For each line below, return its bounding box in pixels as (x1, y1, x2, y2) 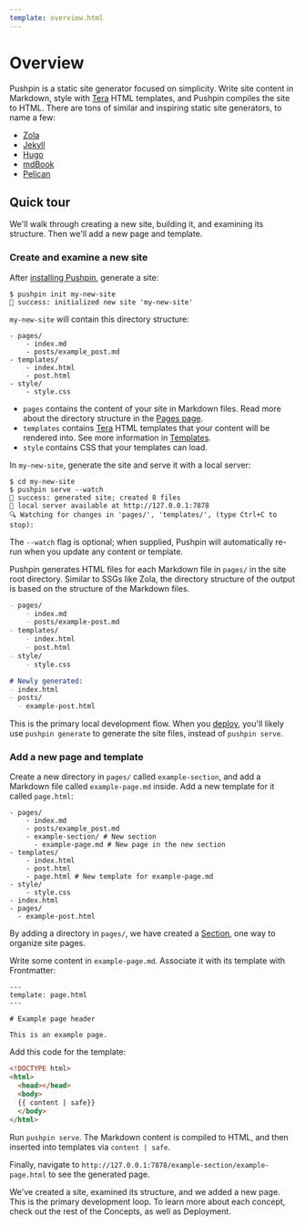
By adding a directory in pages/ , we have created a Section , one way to (9, 928, 276, 939)
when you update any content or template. (24, 546, 184, 557)
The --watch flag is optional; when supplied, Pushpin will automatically (9, 536, 273, 547)
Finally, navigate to (9, 1159, 80, 1169)
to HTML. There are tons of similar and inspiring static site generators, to (9, 102, 282, 113)
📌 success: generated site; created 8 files (9, 493, 181, 502)
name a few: (9, 111, 56, 123)
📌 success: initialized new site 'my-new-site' (9, 297, 194, 306)
